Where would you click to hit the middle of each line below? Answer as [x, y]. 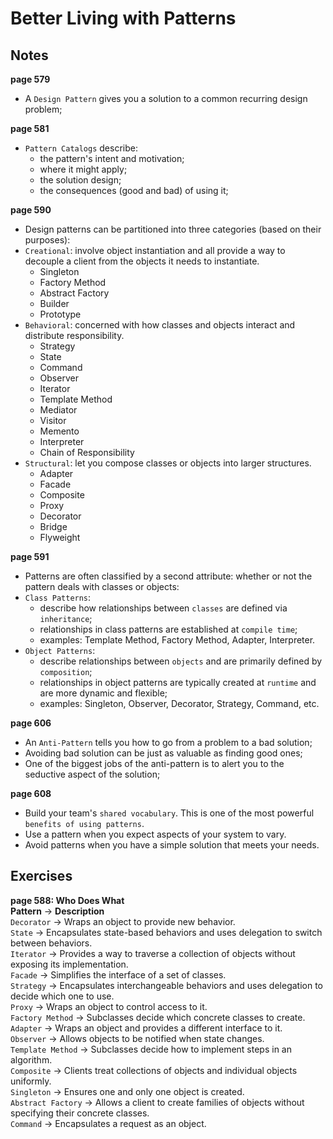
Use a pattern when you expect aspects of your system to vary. [155, 834]
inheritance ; [66, 618]
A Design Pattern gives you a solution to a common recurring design [166, 98]
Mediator [58, 410]
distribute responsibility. [74, 335]
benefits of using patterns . [84, 823]
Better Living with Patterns [123, 18]
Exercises [41, 876]
